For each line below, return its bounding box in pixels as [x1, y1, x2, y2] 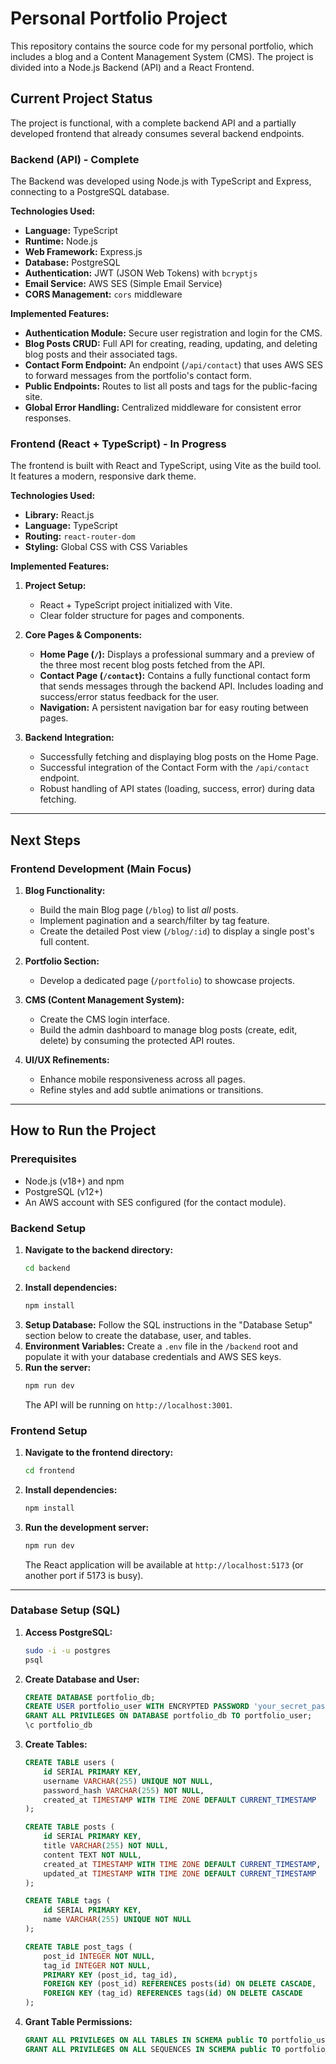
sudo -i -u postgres [24, 1645, 111, 1656]
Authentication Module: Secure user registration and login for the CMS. [24, 327, 323, 339]
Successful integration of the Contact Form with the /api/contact [39, 762, 310, 774]
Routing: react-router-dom [24, 530, 136, 542]
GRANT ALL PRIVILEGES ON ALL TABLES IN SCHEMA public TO [24, 2035, 268, 2046]
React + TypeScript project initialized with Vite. [39, 599, 233, 611]
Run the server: [24, 1361, 92, 1373]
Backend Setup [10, 1221, 87, 1235]
